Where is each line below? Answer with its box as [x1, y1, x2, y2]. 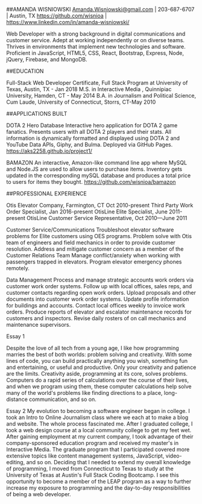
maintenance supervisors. [6, 321, 71, 328]
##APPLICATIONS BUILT [6, 110, 68, 117]
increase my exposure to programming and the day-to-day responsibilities [6, 484, 191, 491]
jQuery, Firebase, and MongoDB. [6, 56, 87, 63]
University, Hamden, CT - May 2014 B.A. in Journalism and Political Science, [6, 92, 197, 99]
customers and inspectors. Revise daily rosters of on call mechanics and [6, 315, 187, 322]
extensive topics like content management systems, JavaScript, [6, 452, 165, 459]
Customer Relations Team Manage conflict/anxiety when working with [6, 252, 181, 259]
